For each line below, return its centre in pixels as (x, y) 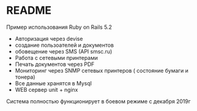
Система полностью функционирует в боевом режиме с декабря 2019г (98, 101)
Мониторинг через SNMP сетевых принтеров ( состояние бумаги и (102, 70)
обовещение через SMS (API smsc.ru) (64, 51)
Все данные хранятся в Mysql (53, 83)
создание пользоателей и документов (64, 45)
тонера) (25, 77)
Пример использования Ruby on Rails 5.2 (59, 27)
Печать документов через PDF (55, 64)
